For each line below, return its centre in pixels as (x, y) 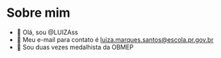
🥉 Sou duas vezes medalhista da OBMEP (75, 47)
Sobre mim (38, 13)
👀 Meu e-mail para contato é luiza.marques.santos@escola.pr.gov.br (115, 39)
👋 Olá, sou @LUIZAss (47, 32)
